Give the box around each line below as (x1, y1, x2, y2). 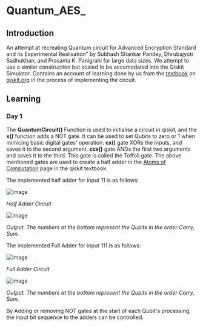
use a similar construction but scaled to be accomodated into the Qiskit (6, 63, 184, 71)
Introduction (6, 28, 55, 38)
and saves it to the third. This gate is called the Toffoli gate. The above (6, 151, 182, 159)
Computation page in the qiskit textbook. (6, 165, 108, 172)
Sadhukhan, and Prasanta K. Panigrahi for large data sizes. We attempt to (6, 57, 190, 64)
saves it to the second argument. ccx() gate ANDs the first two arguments (6, 145, 191, 153)
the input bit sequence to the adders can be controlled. (6, 314, 144, 321)
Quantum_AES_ (6, 4, 86, 18)
